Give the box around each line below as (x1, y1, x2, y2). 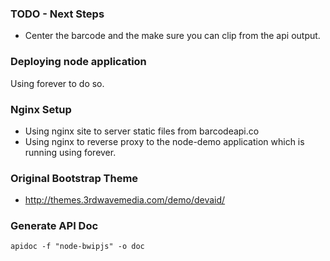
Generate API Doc (10, 219, 99, 233)
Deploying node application (10, 55, 147, 69)
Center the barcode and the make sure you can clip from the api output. (24, 30, 321, 42)
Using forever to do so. (10, 77, 105, 89)
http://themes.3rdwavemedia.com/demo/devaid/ (24, 194, 226, 206)
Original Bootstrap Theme (10, 171, 139, 185)
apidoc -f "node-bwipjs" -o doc (10, 242, 145, 252)
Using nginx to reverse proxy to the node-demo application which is (24, 135, 305, 147)
